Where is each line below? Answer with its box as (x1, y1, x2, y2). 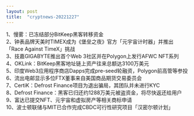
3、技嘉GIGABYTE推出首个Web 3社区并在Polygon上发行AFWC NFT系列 (6, 52, 179, 59)
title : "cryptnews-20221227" (6, 14, 80, 20)
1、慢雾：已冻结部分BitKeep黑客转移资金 (6, 30, 104, 38)
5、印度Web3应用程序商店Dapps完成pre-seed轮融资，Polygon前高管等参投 (6, 67, 188, 74)
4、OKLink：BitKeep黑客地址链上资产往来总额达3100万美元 (6, 59, 150, 67)
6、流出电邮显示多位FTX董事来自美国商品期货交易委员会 (6, 74, 142, 82)
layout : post (6, 8, 38, 15)
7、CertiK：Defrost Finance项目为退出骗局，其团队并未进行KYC (6, 82, 160, 89)
